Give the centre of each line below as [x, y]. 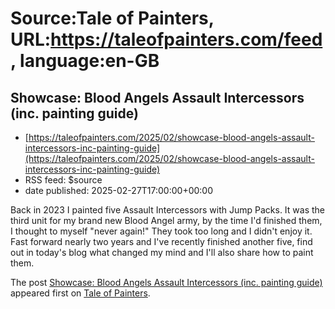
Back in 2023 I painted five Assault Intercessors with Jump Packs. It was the [168, 210]
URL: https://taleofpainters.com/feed [166, 39]
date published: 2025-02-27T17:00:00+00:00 [119, 190]
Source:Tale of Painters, [112, 18]
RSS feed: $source [63, 180]
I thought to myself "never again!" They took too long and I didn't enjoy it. [161, 231]
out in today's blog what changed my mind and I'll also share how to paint [162, 252]
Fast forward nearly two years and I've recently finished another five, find [161, 241]
